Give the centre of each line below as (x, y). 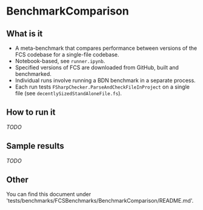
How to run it (31, 113)
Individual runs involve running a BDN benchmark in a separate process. (105, 80)
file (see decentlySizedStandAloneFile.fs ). (68, 93)
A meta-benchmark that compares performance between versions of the (106, 48)
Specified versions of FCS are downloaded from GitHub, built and (97, 67)
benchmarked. (33, 74)
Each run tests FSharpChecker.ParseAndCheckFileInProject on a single (102, 87)
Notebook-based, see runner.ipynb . (60, 61)
